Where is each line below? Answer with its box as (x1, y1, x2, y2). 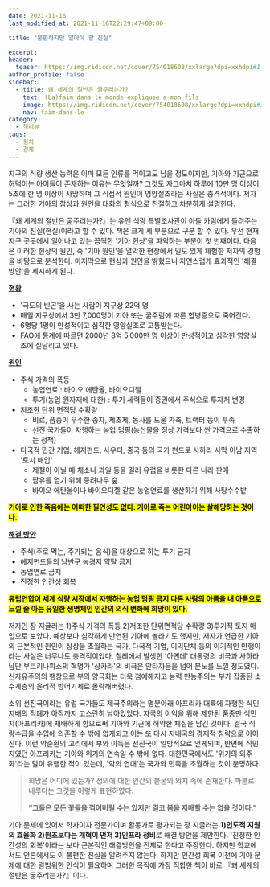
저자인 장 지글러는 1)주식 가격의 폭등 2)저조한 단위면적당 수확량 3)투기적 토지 (8, 621, 248, 630)
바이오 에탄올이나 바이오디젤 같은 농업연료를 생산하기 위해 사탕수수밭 (31, 485, 247, 495)
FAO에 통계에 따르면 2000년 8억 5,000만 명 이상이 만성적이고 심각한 (19, 331, 235, 340)
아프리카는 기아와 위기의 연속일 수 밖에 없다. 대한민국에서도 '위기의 (29, 749, 238, 758)
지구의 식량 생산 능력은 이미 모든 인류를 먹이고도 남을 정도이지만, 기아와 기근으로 (8, 168, 260, 178)
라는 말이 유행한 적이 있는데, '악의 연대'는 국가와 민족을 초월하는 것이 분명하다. (17, 758, 261, 768)
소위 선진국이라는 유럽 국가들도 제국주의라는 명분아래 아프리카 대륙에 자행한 (8, 698, 245, 708)
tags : (8, 130, 27, 139)
